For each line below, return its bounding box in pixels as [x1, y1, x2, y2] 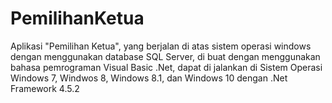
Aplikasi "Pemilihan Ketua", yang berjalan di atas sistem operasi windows [10, 40, 312, 52]
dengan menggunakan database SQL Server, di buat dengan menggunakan [10, 50, 321, 62]
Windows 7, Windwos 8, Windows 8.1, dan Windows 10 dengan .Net [10, 72, 288, 84]
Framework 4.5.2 [10, 82, 80, 94]
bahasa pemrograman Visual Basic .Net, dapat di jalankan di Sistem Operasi [10, 61, 323, 73]
